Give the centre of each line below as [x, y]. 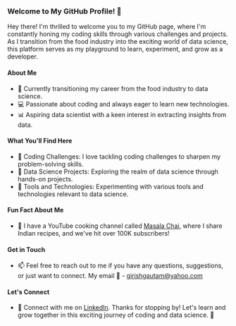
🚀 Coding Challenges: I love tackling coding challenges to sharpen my [119, 156]
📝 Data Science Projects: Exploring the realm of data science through [118, 171]
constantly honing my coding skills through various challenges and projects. [118, 34]
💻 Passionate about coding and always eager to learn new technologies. [123, 104]
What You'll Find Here [40, 141]
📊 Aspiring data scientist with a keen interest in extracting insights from [122, 114]
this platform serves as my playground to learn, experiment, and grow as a [115, 49]
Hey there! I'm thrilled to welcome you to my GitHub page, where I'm [107, 27]
